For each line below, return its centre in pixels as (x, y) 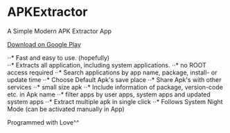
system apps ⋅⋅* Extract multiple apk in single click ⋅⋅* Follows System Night (115, 101)
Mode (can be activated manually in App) (66, 109)
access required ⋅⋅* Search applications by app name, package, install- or (112, 72)
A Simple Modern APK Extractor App (60, 31)
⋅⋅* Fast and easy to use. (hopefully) (58, 58)
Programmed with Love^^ (43, 122)
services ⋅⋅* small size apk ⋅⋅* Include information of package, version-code (115, 87)
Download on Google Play (44, 44)
